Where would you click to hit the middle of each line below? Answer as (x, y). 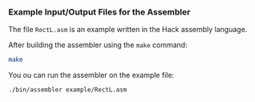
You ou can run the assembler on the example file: (91, 75)
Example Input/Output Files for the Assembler (99, 12)
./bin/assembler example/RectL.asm (68, 90)
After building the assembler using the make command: (98, 45)
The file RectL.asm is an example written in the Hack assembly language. (128, 30)
